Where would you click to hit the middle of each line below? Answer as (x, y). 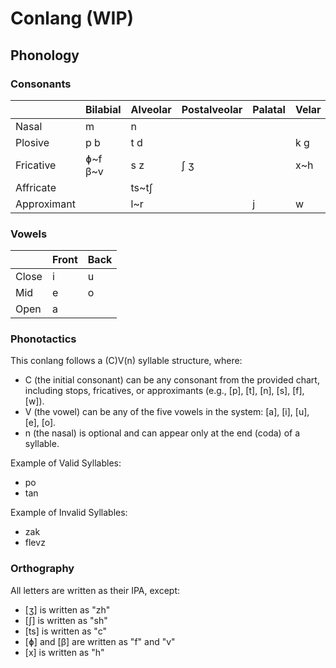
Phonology (45, 55)
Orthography (42, 569)
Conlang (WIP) (72, 18)
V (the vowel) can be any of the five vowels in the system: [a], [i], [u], (167, 412)
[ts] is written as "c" (65, 631)
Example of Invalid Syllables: (69, 513)
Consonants (41, 84)
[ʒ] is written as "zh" (67, 609)
